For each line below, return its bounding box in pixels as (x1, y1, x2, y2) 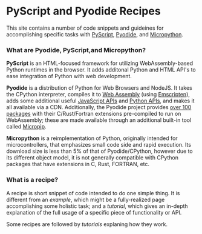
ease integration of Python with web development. (6, 73, 132, 80)
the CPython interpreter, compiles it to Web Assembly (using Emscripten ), (6, 91, 191, 98)
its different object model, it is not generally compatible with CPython (6, 154, 178, 161)
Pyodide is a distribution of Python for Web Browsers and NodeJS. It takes (6, 84, 192, 92)
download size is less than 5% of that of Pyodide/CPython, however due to (6, 147, 193, 155)
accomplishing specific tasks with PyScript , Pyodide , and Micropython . (6, 30, 183, 38)
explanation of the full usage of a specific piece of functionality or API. (6, 209, 182, 216)
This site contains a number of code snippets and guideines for (6, 24, 165, 32)
